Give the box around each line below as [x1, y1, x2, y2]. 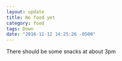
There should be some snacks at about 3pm [6, 48, 116, 55]
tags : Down [6, 25, 34, 32]
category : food [6, 20, 45, 26]
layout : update [6, 8, 45, 15]
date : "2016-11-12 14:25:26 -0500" [6, 31, 96, 37]
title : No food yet [6, 14, 56, 21]
